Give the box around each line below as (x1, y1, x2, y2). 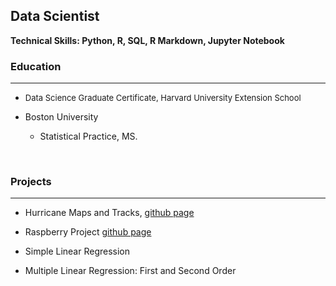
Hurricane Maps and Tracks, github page (24, 207, 195, 219)
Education (10, 59, 62, 73)
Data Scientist (10, 8, 100, 25)
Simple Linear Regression (24, 245, 131, 258)
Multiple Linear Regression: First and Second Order (24, 265, 237, 277)
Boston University (24, 111, 99, 123)
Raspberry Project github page (24, 226, 152, 238)
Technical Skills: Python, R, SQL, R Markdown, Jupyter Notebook (10, 34, 285, 46)
